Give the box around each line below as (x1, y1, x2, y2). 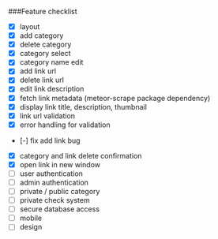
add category (19, 31, 64, 40)
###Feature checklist (8, 7, 77, 16)
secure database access (19, 204, 100, 214)
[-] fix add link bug (19, 136, 81, 145)
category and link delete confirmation (19, 151, 142, 160)
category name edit (19, 58, 84, 67)
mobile (19, 213, 42, 223)
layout (19, 22, 40, 31)
